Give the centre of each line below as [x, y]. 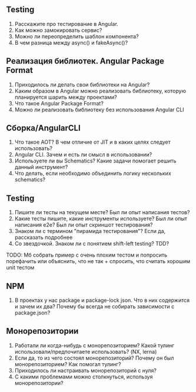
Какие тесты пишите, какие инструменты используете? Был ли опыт [101, 219]
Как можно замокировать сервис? [58, 30]
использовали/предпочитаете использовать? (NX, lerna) [86, 351]
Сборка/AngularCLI [43, 128]
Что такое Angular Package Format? [59, 103]
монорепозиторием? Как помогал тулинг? [68, 364]
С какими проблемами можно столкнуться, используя [84, 377]
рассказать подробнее [44, 237]
